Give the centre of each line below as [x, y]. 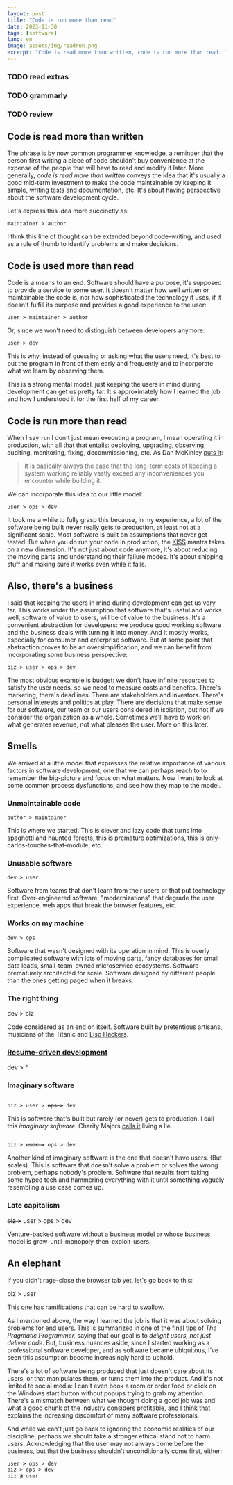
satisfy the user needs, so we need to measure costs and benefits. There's [114, 687]
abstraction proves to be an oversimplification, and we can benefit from [109, 647]
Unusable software [40, 863]
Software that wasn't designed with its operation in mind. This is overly [109, 950]
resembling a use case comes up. [55, 1187]
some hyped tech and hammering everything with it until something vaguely [116, 1180]
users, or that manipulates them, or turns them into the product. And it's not [115, 1378]
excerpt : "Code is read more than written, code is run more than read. [114, 53]
